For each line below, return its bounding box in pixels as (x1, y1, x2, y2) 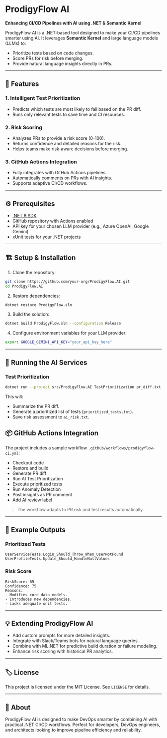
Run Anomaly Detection (12, 486, 61, 492)
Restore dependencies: (12, 293, 60, 299)
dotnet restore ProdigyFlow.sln (5, 302, 72, 308)
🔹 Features (5, 80, 39, 88)
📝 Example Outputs (5, 525, 66, 534)
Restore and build (12, 465, 49, 471)
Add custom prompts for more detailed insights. (12, 633, 110, 639)
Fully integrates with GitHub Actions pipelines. (12, 170, 107, 176)
